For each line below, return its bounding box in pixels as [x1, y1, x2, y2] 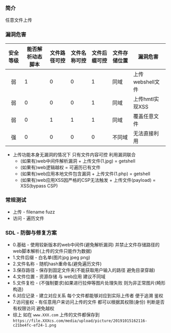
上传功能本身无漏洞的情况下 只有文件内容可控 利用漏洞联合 [12, 151, 136, 157]
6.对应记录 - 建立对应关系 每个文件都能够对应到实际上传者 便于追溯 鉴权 [12, 293, 164, 299]
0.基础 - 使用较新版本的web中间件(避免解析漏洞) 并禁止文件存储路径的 [12, 242, 160, 248]
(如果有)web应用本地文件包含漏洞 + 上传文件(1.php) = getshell [20, 171, 151, 177]
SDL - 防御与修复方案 [5, 229, 57, 236]
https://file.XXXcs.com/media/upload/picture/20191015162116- [12, 318, 148, 324]
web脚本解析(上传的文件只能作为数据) [12, 248, 92, 254]
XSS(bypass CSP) [20, 182, 58, 189]
